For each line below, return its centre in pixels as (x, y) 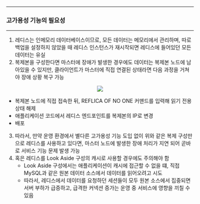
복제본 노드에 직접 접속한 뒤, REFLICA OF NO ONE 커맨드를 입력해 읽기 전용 (103, 101)
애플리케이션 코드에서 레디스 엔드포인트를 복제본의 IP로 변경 (84, 116)
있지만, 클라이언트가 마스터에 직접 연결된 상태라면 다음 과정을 (108, 70)
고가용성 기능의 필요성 (36, 20)
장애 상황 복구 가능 (43, 77)
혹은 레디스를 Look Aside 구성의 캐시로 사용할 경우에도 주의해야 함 (92, 158)
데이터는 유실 (30, 55)
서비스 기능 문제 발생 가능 (51, 151)
